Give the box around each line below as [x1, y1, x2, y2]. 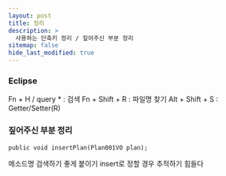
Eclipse [8, 75, 38, 86]
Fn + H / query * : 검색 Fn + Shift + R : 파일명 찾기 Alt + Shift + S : [8, 94, 219, 104]
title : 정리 [8, 19, 46, 27]
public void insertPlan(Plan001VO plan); [8, 143, 149, 152]
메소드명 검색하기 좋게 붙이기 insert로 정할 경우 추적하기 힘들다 [8, 158, 204, 168]
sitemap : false [8, 42, 59, 50]
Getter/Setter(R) [8, 103, 61, 113]
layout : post [8, 11, 52, 20]
